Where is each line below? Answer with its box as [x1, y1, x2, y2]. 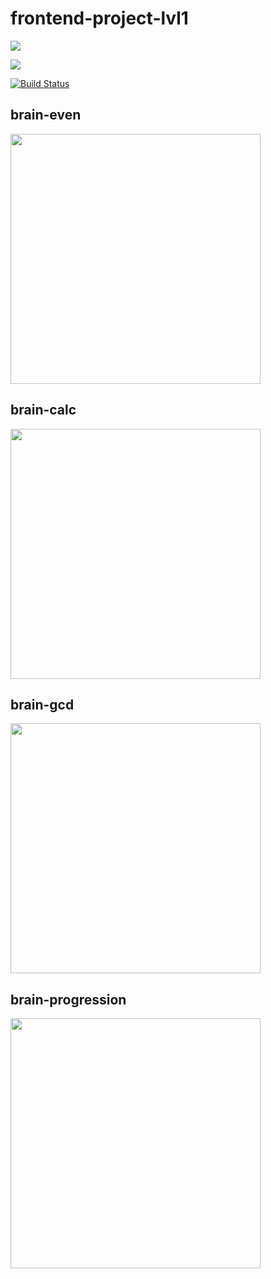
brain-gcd [10, 696, 75, 713]
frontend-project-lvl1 [10, 7, 189, 30]
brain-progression [10, 991, 127, 1008]
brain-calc [10, 402, 77, 419]
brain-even [10, 107, 82, 124]
